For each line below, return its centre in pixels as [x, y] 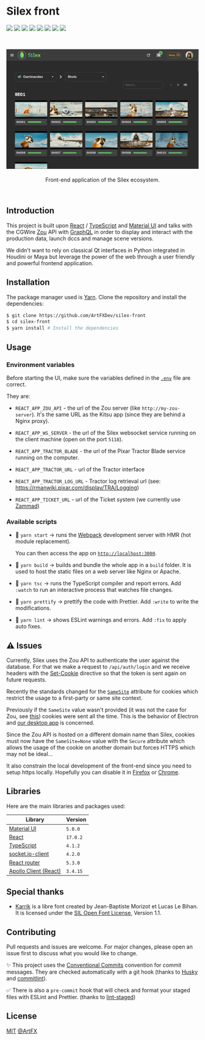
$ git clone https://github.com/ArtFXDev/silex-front [76, 315]
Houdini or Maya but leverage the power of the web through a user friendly [101, 257]
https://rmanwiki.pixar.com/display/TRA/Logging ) [77, 487]
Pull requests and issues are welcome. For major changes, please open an [100, 947]
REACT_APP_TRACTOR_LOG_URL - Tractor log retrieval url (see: [88, 481]
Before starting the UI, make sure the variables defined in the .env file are [99, 378]
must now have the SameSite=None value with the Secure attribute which [95, 741]
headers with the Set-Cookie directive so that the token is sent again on [96, 673]
